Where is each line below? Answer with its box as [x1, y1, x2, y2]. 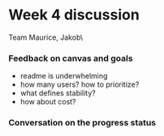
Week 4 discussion [8, 6, 140, 24]
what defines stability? [19, 88, 96, 98]
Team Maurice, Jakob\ [8, 32, 84, 42]
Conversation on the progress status [8, 117, 157, 129]
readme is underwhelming [19, 71, 108, 81]
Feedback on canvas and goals [8, 53, 133, 64]
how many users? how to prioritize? [19, 79, 140, 90]
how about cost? [19, 97, 76, 107]
